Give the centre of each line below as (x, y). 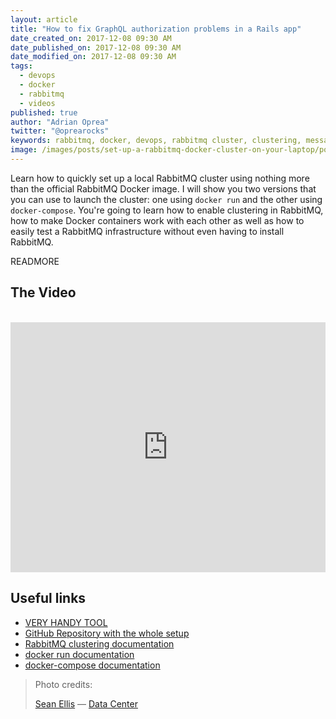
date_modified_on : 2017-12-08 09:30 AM (93, 57)
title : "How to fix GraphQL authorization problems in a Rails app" (156, 29)
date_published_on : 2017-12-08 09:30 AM (96, 47)
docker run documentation (79, 654)
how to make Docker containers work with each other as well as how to (157, 220)
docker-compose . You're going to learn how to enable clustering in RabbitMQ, (167, 210)
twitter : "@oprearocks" (60, 131)
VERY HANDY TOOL (66, 622)
